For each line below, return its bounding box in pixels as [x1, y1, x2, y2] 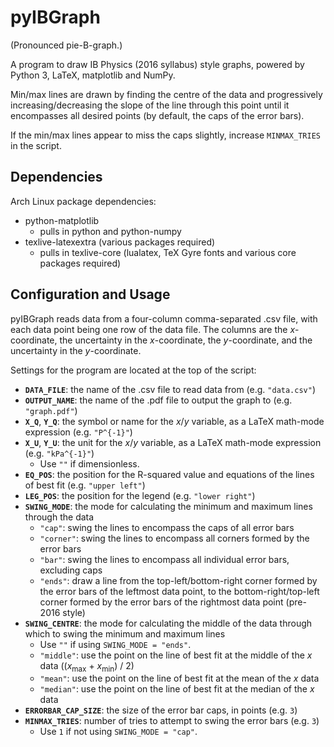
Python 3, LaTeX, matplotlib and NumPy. [10, 69, 176, 81]
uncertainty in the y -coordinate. [10, 344, 142, 356]
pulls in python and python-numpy [39, 225, 182, 237]
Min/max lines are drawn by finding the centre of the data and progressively [10, 88, 323, 100]
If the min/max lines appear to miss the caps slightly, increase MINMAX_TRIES [10, 129, 321, 141]
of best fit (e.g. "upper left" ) [24, 479, 146, 491]
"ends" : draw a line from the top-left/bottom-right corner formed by [39, 574, 318, 586]
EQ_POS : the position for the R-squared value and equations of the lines [24, 468, 315, 480]
